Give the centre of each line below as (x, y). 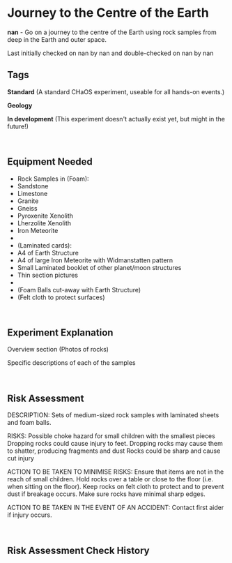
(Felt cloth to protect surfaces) (61, 297)
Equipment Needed (50, 162)
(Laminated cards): (44, 245)
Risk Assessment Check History (78, 550)
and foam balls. (29, 423)
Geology (20, 105)
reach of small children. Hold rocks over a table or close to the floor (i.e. (110, 479)
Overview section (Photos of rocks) (58, 350)
